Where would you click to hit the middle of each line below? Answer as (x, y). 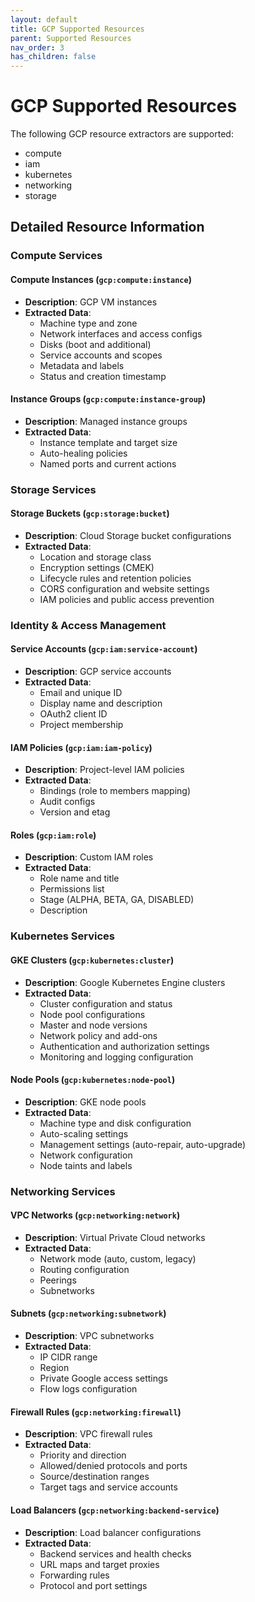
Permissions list (72, 889)
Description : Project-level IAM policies (104, 770)
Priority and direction (83, 1455)
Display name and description (101, 703)
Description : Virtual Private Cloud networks (115, 1237)
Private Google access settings (103, 1378)
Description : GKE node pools (85, 1102)
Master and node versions (93, 1025)
